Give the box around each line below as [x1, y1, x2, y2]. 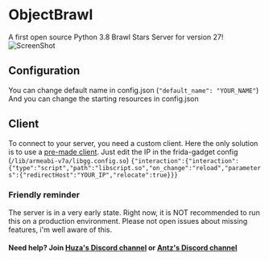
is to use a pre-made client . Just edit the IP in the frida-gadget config [8, 147, 238, 156]
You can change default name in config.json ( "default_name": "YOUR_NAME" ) [8, 85, 259, 95]
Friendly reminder [8, 189, 81, 201]
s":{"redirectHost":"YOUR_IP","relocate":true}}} [8, 171, 179, 179]
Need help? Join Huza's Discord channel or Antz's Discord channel [8, 243, 238, 253]
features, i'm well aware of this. [8, 225, 113, 234]
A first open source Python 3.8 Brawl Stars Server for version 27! [8, 32, 224, 42]
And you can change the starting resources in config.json [8, 94, 199, 104]
